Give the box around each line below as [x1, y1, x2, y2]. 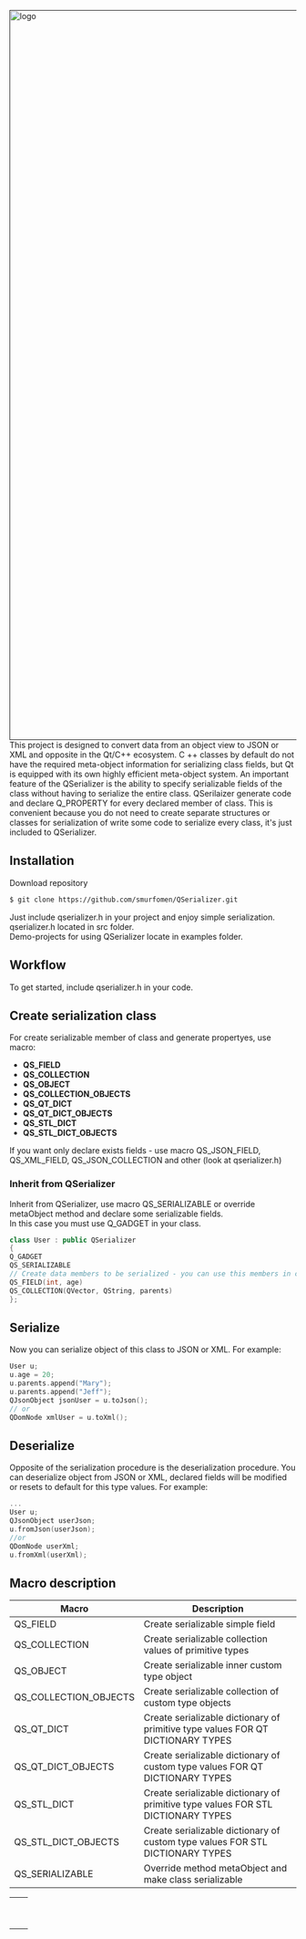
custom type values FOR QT [143, 1760, 264, 1773]
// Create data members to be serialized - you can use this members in [9, 1269, 291, 1278]
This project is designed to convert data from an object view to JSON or [9, 740, 280, 750]
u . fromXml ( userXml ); [9, 1550, 88, 1559]
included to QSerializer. [9, 827, 97, 838]
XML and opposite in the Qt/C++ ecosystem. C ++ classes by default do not [9, 749, 294, 760]
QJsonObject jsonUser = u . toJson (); [9, 1395, 148, 1405]
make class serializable [143, 1873, 243, 1886]
